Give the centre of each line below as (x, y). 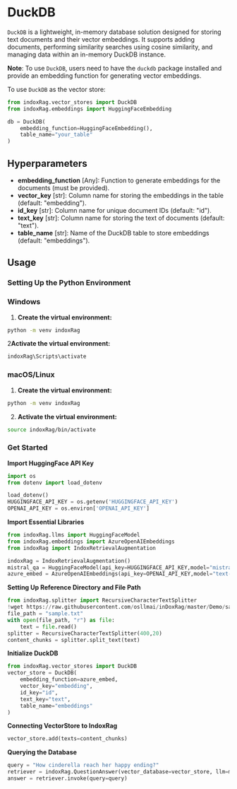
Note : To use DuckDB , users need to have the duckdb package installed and (115, 68)
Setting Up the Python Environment (69, 283)
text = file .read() (49, 626)
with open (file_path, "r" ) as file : (61, 620)
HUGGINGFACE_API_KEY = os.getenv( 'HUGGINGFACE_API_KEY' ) (93, 502)
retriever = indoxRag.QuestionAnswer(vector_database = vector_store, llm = (118, 772)
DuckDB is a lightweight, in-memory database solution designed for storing (114, 32)
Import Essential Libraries (46, 522)
